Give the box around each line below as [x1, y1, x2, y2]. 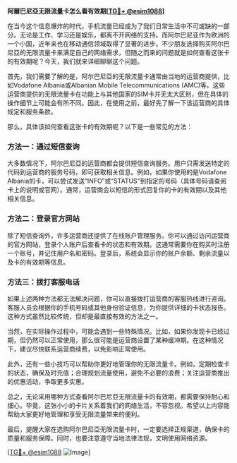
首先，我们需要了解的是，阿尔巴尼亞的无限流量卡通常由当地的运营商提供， [7, 72, 224, 80]
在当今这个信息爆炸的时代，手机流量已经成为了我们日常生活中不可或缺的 [7, 22, 217, 30]
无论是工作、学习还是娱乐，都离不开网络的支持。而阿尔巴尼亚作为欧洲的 [19, 31, 230, 39]
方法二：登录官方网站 [7, 214, 80, 224]
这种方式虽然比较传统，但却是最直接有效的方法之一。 [7, 312, 162, 320]
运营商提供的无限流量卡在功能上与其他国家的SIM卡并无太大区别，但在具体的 [7, 90, 229, 98]
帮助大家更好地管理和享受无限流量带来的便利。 [7, 409, 143, 419]
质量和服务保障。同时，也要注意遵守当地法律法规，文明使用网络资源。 [7, 433, 212, 442]
